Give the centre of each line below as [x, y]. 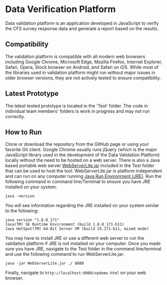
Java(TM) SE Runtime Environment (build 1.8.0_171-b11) [65, 225]
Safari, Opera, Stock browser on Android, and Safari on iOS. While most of [82, 67]
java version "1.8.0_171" [32, 220]
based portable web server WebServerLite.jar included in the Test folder [80, 166]
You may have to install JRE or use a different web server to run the [75, 238]
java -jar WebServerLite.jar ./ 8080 [45, 263]
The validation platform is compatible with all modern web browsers [75, 56]
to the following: [22, 211]
